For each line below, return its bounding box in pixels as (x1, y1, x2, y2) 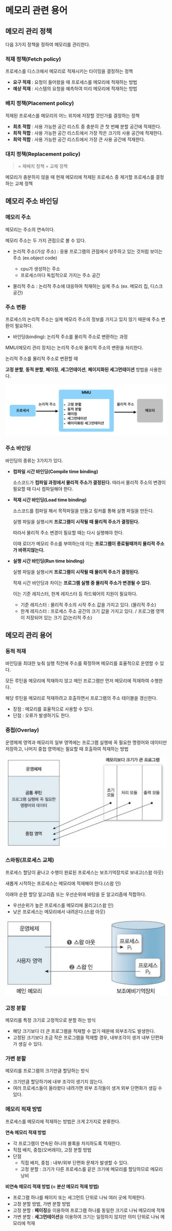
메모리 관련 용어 (5, 5, 68, 16)
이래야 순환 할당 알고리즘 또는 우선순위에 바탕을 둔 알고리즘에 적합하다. (5, 891, 146, 897)
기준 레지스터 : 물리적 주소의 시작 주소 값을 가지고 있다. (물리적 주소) (20, 601, 157, 608)
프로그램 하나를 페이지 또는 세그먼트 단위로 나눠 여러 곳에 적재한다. (12, 1194, 146, 1200)
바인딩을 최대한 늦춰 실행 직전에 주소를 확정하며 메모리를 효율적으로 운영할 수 (5, 660, 159, 667)
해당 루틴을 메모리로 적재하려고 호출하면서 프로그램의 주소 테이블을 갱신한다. (5, 695, 158, 701)
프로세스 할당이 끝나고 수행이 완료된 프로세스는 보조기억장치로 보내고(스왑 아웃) (5, 869, 164, 875)
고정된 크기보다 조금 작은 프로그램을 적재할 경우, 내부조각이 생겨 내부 (12, 1034, 150, 1041)
